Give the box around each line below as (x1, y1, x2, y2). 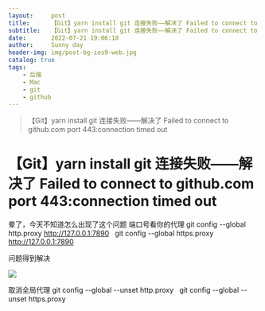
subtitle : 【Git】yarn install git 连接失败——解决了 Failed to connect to (8, 26, 258, 34)
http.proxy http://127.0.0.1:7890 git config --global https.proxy (8, 228, 214, 239)
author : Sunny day (8, 41, 84, 49)
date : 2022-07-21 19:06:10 (8, 33, 119, 42)
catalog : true (8, 56, 56, 64)
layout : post (8, 11, 66, 20)
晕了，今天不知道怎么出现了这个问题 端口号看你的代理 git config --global (8, 220, 247, 229)
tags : (8, 64, 26, 72)
